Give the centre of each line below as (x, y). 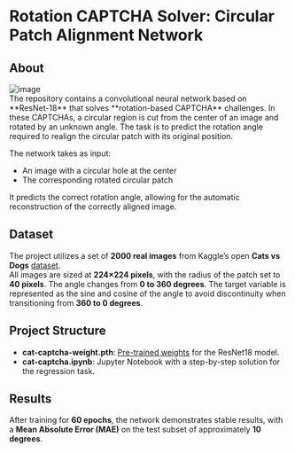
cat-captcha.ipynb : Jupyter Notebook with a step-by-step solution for (151, 362)
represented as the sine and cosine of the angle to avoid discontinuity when (147, 293)
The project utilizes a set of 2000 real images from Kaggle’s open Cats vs (145, 255)
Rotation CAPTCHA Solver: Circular (142, 16)
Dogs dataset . (35, 265)
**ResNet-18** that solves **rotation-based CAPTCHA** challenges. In (142, 108)
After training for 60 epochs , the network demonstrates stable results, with (146, 420)
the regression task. (58, 371)
